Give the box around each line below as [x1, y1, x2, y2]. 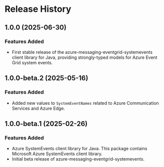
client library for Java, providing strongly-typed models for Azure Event [11, 54, 158, 60]
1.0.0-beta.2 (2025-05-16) [4, 74, 89, 83]
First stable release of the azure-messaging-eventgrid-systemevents [11, 49, 153, 55]
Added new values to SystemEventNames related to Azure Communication [11, 100, 159, 106]
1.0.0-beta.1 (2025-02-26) [4, 120, 88, 128]
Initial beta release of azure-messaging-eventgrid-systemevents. [11, 156, 145, 162]
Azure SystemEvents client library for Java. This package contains [11, 146, 148, 152]
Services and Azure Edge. [11, 105, 65, 111]
